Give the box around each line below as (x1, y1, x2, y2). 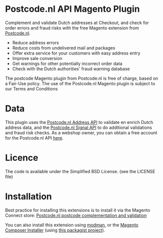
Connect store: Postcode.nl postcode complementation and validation (5, 212, 147, 218)
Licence (5, 152, 38, 163)
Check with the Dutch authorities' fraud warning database (12, 65, 130, 72)
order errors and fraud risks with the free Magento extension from (5, 25, 139, 30)
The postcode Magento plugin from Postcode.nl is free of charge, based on (5, 75, 159, 81)
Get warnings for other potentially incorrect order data (12, 60, 123, 66)
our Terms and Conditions (5, 86, 58, 91)
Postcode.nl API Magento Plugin (5, 3, 140, 15)
